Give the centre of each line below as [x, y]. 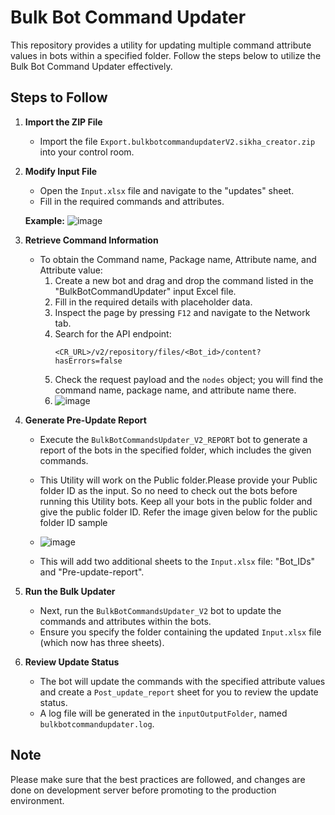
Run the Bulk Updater [70, 591]
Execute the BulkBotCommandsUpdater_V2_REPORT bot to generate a [173, 439]
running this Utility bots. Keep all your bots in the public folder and [176, 501]
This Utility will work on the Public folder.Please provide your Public [178, 480]
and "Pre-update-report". [92, 572]
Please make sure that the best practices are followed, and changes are [158, 779]
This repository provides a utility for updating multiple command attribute [161, 45]
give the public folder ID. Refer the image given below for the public [178, 512]
